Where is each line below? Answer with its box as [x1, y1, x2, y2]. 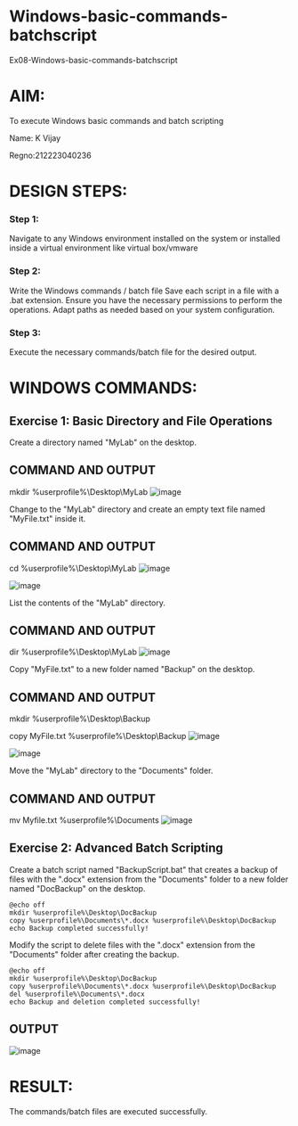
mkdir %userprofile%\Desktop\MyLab [9, 486, 149, 497]
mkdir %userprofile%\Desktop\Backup [9, 713, 151, 724]
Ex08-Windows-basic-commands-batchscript [9, 54, 178, 65]
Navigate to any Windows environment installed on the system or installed [9, 234, 281, 244]
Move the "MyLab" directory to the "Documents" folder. [9, 765, 213, 777]
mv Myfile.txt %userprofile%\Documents [9, 815, 160, 826]
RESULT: [9, 1076, 74, 1097]
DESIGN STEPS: [9, 181, 128, 201]
